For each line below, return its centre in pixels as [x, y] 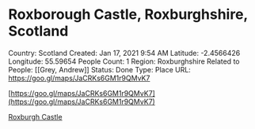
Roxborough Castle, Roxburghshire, [128, 15]
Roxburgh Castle [35, 116]
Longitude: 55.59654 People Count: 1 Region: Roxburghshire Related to [124, 61]
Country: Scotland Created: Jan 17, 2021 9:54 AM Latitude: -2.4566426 [124, 53]
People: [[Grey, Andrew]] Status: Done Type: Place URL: [100, 69]
